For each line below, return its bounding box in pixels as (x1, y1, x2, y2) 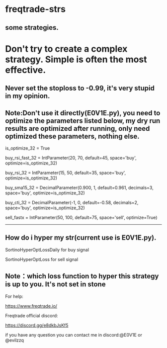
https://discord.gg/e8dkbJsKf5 (5, 322, 69, 328)
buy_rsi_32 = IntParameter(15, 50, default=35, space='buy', (5, 170, 126, 175)
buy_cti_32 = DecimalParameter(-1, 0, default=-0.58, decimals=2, (5, 199, 139, 205)
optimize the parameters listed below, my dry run (5, 116, 161, 125)
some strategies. (5, 23, 59, 32)
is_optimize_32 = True (5, 145, 50, 151)
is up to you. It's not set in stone (5, 280, 106, 289)
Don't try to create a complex (5, 43, 128, 54)
